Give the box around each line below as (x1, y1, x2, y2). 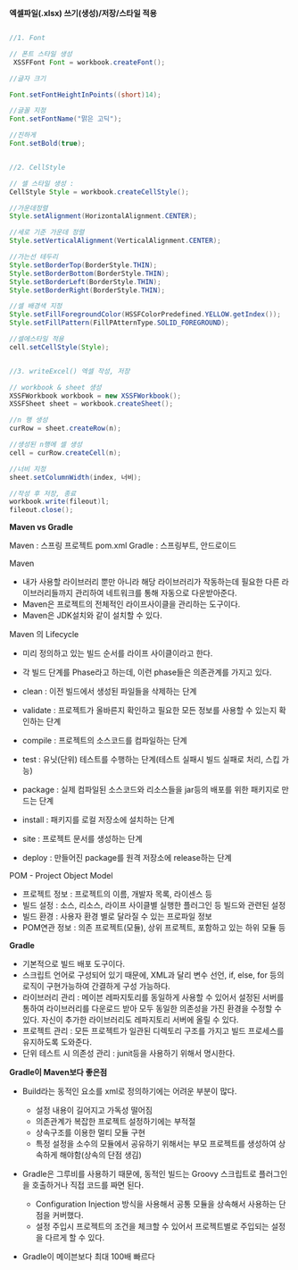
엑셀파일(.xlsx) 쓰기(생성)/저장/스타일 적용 (9, 8, 158, 18)
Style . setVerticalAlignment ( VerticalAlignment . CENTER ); (9, 236, 221, 246)
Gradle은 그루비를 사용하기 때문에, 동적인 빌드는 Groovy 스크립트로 (21, 1169, 257, 1180)
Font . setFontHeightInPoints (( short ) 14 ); (9, 90, 162, 99)
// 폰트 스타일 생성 (9, 49, 73, 58)
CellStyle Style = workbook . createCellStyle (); (9, 187, 190, 197)
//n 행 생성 (9, 416, 48, 425)
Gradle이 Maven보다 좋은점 (9, 1067, 108, 1078)
